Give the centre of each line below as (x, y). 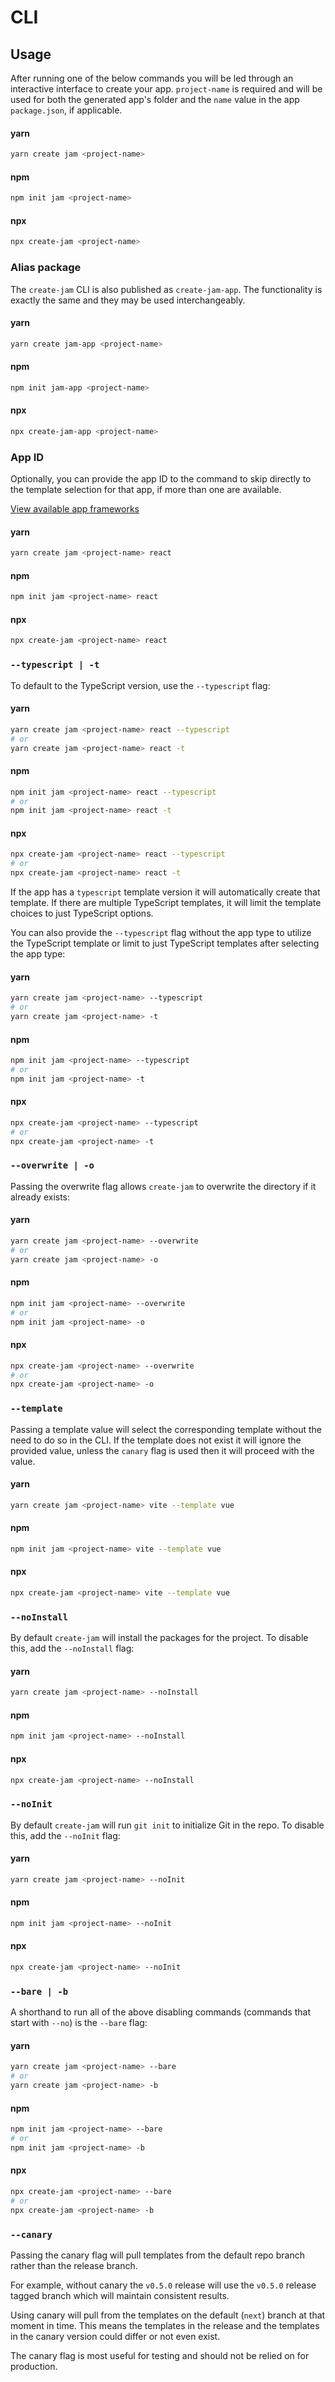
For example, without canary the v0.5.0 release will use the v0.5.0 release (163, 2285)
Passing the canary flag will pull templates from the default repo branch (157, 2255)
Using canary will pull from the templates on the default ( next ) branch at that (168, 2315)
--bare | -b (39, 1991)
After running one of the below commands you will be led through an (152, 78)
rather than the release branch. (74, 2266)
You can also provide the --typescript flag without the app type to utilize (161, 933)
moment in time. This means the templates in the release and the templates (165, 2326)
